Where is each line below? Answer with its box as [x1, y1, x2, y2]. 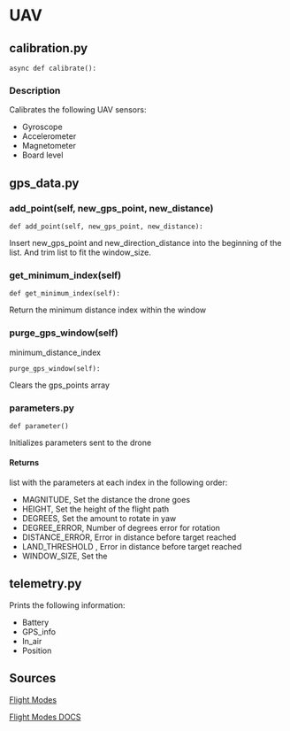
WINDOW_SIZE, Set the [21, 550, 108, 562]
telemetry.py [9, 576, 82, 591]
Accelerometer [21, 131, 77, 142]
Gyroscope [21, 121, 64, 133]
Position [21, 645, 52, 656]
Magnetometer [21, 141, 77, 151]
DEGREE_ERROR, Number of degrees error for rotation [21, 523, 221, 534]
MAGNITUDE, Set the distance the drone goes [21, 495, 191, 505]
